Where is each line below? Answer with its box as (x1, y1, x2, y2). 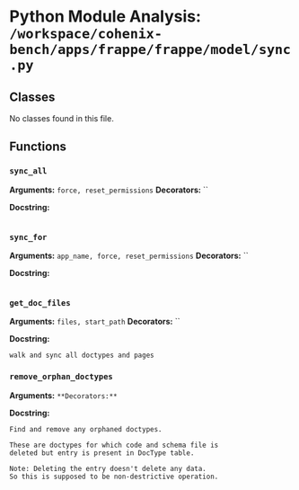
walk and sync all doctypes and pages (9, 351, 154, 361)
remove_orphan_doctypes (9, 371, 114, 382)
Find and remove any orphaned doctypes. (9, 424, 163, 433)
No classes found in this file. (9, 113, 114, 123)
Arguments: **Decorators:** (9, 389, 119, 401)
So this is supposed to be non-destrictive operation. (9, 472, 219, 481)
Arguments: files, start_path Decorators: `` (9, 316, 181, 327)
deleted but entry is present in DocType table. (9, 448, 195, 458)
